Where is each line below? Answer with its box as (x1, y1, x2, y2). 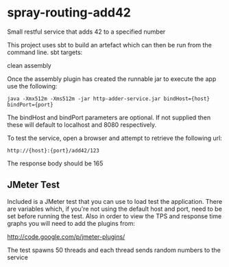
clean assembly (7, 61, 51, 69)
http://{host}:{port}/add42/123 (7, 147, 99, 154)
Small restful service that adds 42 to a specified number (7, 27, 166, 36)
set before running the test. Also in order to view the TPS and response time (7, 211, 222, 220)
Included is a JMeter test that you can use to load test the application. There (7, 197, 223, 205)
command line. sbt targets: (7, 48, 83, 56)
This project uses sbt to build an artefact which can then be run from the (7, 40, 213, 49)
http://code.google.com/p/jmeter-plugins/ (7, 232, 125, 241)
